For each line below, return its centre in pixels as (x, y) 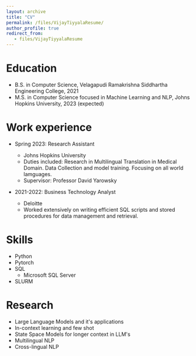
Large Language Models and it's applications (69, 321)
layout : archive (26, 12)
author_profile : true (33, 28)
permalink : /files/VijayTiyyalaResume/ (55, 22)
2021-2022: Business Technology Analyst (65, 192)
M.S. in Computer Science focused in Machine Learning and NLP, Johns (102, 97)
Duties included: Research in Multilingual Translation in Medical (100, 161)
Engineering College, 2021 (46, 91)
